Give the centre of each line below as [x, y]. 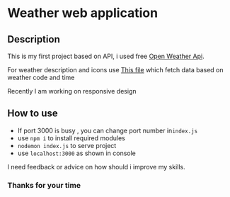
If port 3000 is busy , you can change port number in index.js [108, 130]
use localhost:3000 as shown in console [77, 153]
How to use [33, 114]
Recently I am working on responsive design [72, 91]
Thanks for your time [44, 185]
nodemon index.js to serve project [67, 145]
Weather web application [82, 13]
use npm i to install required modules [71, 138]
